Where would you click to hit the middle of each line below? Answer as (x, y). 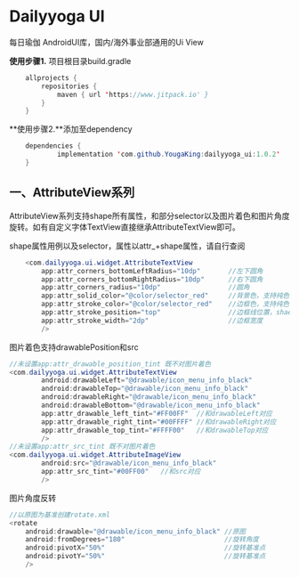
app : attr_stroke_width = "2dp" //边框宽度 (152, 321)
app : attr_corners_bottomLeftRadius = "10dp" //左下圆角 (152, 271)
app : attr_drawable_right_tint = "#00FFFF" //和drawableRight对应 (159, 422)
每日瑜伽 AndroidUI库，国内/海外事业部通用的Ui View (107, 42)
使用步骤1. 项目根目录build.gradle (70, 61)
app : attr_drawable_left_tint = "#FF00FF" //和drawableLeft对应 (157, 413)
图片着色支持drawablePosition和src (74, 347)
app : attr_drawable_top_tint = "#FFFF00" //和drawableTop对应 (155, 430)
